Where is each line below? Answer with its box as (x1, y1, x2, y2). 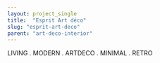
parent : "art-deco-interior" (7, 29, 93, 37)
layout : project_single (7, 10, 78, 17)
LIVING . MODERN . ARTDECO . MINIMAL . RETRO (7, 49, 153, 57)
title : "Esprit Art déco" (7, 17, 87, 24)
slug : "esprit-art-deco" (7, 23, 80, 30)
